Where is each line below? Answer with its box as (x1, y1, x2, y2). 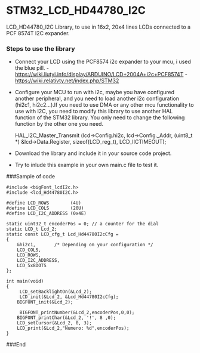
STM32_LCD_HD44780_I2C (6, 4, 146, 17)
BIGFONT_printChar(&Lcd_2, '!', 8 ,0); (17, 315, 116, 321)
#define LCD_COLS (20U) (6, 205, 84, 212)
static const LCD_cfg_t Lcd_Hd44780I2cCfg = (6, 231, 119, 237)
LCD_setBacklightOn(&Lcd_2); (19, 289, 93, 295)
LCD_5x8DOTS (17, 263, 47, 269)
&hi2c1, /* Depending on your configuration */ (17, 242, 153, 248)
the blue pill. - (14, 64, 50, 72)
